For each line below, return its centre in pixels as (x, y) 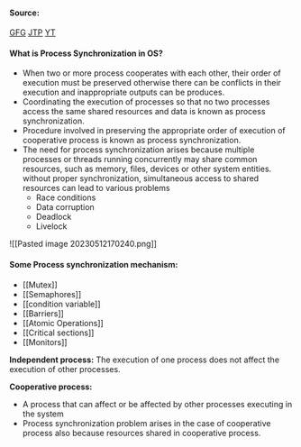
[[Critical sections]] (58, 333)
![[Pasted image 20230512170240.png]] (83, 244)
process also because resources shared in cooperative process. (141, 433)
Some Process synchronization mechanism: (94, 265)
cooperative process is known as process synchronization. (132, 141)
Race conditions (66, 197)
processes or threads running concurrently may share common (140, 160)
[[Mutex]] (40, 285)
